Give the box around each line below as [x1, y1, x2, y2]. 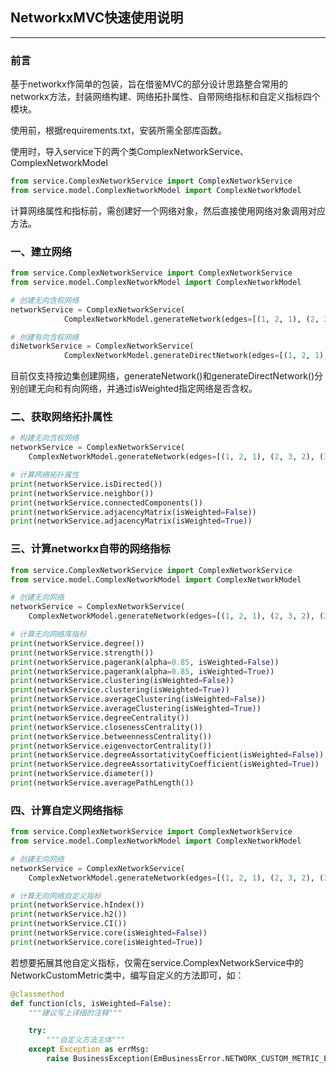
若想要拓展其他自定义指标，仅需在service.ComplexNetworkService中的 [10, 956, 304, 968]
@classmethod [10, 989, 65, 999]
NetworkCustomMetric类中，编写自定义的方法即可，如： [10, 969, 245, 981]
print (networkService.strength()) [10, 648, 155, 658]
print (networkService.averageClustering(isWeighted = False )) [10, 694, 267, 705]
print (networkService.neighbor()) [10, 488, 155, 498]
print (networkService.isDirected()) [10, 479, 163, 489]
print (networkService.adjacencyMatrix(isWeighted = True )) [10, 516, 253, 527]
